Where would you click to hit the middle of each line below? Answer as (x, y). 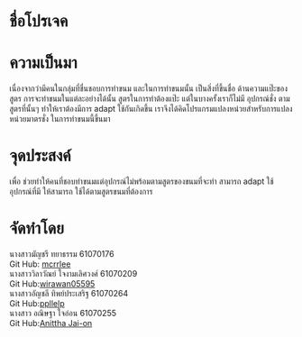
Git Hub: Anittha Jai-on (51, 323)
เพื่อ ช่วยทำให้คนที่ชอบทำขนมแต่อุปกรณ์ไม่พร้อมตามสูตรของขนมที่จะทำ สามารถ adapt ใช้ (142, 181)
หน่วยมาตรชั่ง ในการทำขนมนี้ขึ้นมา (60, 119)
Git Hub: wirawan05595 (52, 284)
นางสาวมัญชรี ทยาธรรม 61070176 (62, 254)
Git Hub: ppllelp (37, 303)
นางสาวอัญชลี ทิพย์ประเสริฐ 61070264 (69, 293)
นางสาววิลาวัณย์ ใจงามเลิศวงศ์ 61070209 (73, 273)
